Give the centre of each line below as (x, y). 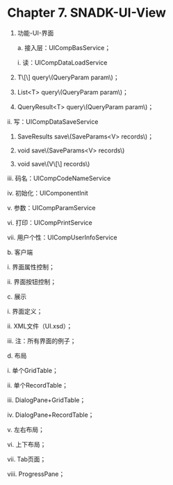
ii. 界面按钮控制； (32, 281)
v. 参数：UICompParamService (51, 207)
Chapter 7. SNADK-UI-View (87, 13)
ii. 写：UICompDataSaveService (53, 121)
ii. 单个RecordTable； (38, 385)
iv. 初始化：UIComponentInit (48, 193)
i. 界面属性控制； (31, 267)
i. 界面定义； (25, 311)
